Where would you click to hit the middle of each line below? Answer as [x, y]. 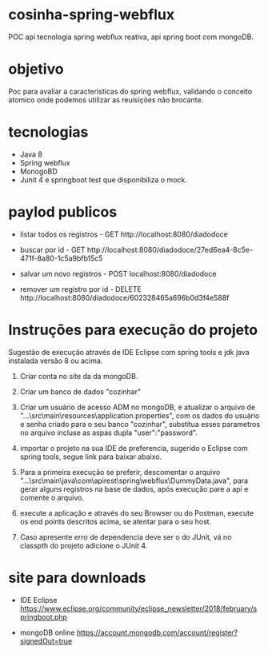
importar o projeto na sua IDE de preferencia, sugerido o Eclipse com [134, 448]
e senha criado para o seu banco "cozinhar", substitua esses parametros [140, 424]
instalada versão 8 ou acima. [56, 361]
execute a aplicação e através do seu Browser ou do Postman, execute [137, 512]
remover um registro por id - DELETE [81, 289]
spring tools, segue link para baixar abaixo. [91, 457]
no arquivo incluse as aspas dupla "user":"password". [108, 433]
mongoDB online [47, 632]
